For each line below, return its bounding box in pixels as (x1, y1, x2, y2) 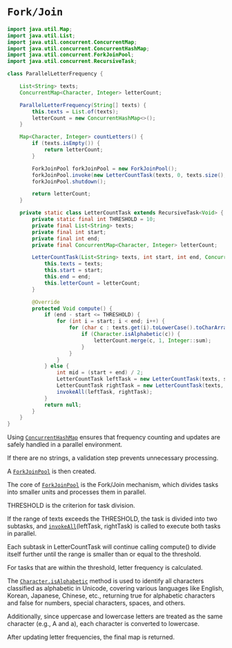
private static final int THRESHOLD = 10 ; (32, 216, 156, 223)
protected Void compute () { (32, 305, 113, 312)
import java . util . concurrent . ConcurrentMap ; (7, 39, 137, 46)
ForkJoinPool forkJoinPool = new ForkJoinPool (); (32, 165, 177, 172)
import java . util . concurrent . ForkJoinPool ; (7, 51, 135, 59)
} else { (43, 363, 70, 370)
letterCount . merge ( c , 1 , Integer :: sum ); (93, 337, 212, 344)
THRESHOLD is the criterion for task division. (7, 502, 135, 510)
